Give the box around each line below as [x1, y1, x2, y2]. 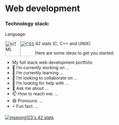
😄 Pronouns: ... [12, 98, 44, 104]
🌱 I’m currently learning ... [12, 70, 64, 76]
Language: [5, 31, 27, 37]
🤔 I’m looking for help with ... [12, 80, 69, 86]
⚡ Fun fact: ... [12, 103, 39, 109]
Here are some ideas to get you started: [35, 50, 115, 56]
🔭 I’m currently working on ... [12, 65, 70, 71]
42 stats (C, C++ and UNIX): [35, 41, 92, 47]
